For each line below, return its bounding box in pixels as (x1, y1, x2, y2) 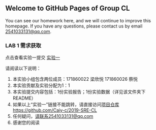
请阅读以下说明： (5, 66, 41, 72)
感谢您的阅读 (12, 119, 40, 126)
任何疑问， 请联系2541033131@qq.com (12, 113, 93, 119)
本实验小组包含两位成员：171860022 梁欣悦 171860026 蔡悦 (12, 76, 138, 82)
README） (12, 95, 37, 101)
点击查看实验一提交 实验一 (5, 54, 60, 60)
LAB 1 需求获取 (5, 42, 42, 49)
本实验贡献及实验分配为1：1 (12, 82, 70, 88)
